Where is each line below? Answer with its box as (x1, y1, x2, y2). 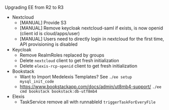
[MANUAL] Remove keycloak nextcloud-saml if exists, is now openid (19, 25, 163, 31)
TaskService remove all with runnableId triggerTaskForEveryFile (19, 99, 156, 105)
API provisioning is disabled (19, 41, 78, 47)
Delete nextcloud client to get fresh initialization (19, 58, 119, 63)
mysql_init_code (19, 79, 54, 84)
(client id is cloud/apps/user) (19, 31, 80, 36)
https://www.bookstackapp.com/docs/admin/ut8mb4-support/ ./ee (19, 84, 162, 90)
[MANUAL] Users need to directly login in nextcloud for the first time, (19, 36, 164, 42)
